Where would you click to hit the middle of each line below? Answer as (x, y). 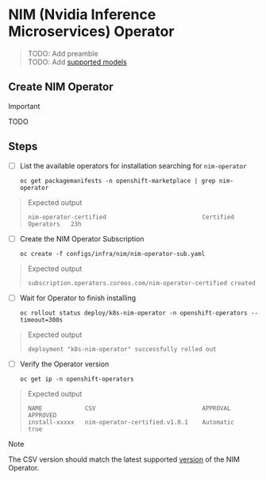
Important (24, 106)
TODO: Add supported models (77, 62)
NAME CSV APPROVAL (129, 408)
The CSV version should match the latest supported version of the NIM (124, 459)
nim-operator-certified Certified (131, 217)
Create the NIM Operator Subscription (82, 238)
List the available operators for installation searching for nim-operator (133, 165)
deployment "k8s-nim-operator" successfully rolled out (122, 349)
